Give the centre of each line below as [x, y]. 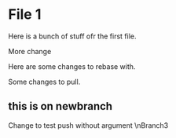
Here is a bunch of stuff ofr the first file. [72, 36]
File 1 [25, 15]
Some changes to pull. [44, 82]
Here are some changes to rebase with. [72, 66]
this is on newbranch [60, 106]
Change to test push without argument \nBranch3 [88, 125]
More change [30, 51]
